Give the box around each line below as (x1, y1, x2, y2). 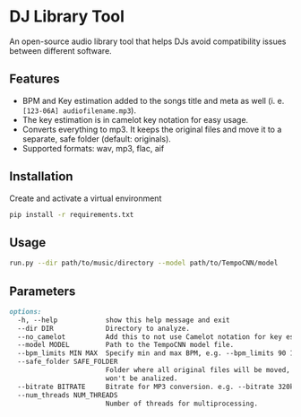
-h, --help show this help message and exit (17, 316, 230, 325)
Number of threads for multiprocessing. (105, 399, 258, 408)
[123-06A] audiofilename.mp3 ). (21, 105, 137, 116)
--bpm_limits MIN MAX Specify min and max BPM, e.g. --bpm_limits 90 (17, 349, 287, 358)
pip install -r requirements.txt (9, 210, 134, 219)
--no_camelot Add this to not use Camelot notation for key (17, 332, 282, 342)
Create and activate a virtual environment (9, 193, 162, 204)
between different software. (9, 45, 112, 56)
